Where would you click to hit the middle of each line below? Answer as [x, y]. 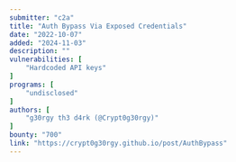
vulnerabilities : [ [46, 59]
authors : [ [30, 110]
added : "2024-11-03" [48, 43]
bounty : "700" [36, 135]
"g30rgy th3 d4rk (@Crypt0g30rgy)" [92, 118]
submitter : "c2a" [42, 18]
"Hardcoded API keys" [66, 68]
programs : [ [32, 85]
